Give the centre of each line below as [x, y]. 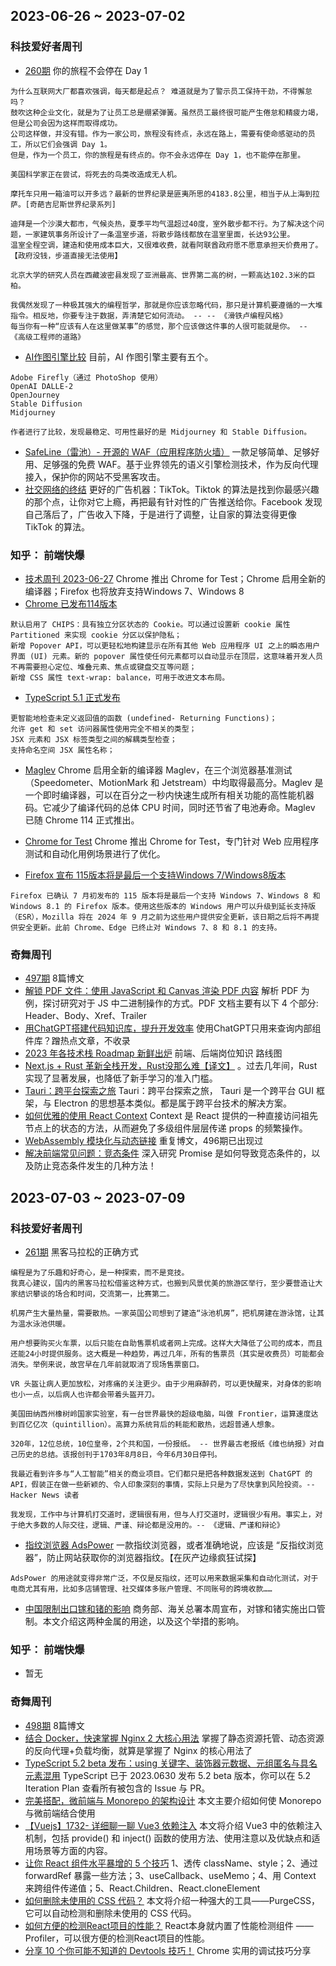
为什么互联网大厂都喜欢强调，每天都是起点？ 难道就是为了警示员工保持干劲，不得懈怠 [161, 91]
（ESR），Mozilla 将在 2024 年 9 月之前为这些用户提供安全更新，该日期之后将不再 [161, 917]
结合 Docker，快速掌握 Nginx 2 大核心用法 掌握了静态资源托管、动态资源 [174, 1738]
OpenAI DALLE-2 [42, 386]
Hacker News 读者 [45, 1495]
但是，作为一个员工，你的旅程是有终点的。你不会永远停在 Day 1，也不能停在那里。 [158, 155]
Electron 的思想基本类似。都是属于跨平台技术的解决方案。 [172, 1103]
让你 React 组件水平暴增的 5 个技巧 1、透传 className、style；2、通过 [171, 1863]
